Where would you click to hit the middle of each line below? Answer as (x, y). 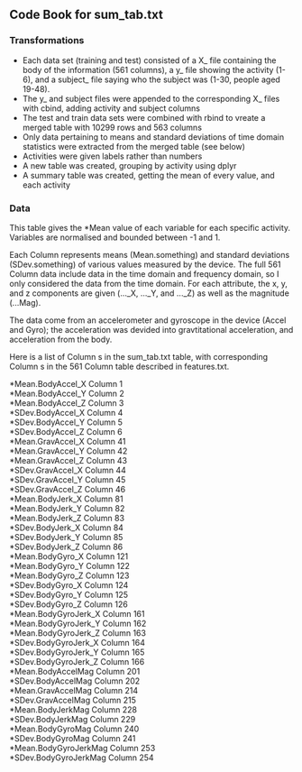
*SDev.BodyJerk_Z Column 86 (66, 547)
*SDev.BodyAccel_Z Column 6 (66, 431)
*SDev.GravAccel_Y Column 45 (68, 479)
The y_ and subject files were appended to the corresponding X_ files (151, 98)
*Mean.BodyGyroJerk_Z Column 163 (78, 633)
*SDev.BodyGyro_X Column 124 (69, 584)
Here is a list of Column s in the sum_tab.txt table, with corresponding (139, 356)
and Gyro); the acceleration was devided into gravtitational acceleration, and (151, 329)
